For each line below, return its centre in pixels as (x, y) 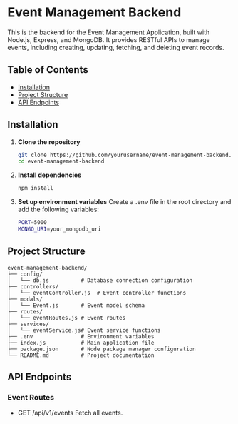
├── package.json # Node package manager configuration (102, 349)
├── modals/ (25, 299)
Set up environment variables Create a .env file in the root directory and (124, 202)
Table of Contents (48, 70)
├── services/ (29, 324)
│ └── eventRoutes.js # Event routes (67, 318)
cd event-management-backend (61, 161)
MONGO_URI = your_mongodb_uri (59, 229)
